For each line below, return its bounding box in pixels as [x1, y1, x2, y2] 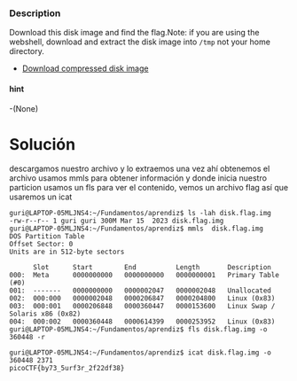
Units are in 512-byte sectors [9, 247, 125, 257]
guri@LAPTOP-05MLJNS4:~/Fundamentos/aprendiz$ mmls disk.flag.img [9, 224, 264, 233]
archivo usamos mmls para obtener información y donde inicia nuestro [9, 173, 268, 183]
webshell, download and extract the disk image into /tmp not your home [9, 36, 270, 47]
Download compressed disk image [21, 63, 149, 74]
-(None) [9, 103, 39, 113]
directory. [9, 46, 44, 57]
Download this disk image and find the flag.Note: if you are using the [9, 27, 260, 38]
